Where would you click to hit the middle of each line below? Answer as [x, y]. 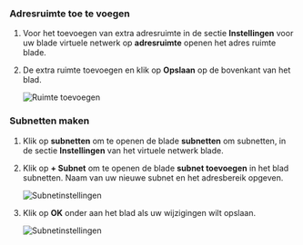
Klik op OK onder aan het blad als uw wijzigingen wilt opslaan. [139, 212]
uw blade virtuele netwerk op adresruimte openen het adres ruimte [149, 43]
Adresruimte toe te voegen [70, 14]
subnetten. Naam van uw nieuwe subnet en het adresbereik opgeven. [153, 177]
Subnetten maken [50, 121]
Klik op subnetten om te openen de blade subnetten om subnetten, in [154, 141]
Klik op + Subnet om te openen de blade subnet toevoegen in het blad [156, 168]
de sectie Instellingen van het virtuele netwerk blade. [123, 150]
